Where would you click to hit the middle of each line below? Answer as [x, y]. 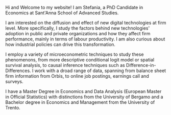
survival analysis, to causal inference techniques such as [65, 65]
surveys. [14, 82]
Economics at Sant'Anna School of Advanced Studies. [62, 13]
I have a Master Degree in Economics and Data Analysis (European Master [83, 91]
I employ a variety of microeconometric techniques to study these [75, 54]
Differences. [18, 71]
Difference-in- [141, 65]
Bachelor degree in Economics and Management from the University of [80, 102]
